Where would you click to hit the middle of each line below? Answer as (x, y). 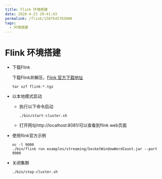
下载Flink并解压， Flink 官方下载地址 (47, 77)
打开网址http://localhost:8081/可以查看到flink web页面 (73, 125)
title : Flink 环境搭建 (26, 9)
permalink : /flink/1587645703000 (39, 18)
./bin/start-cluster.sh (43, 116)
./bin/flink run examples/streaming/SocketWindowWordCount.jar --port (85, 149)
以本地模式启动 (27, 96)
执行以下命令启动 (36, 106)
